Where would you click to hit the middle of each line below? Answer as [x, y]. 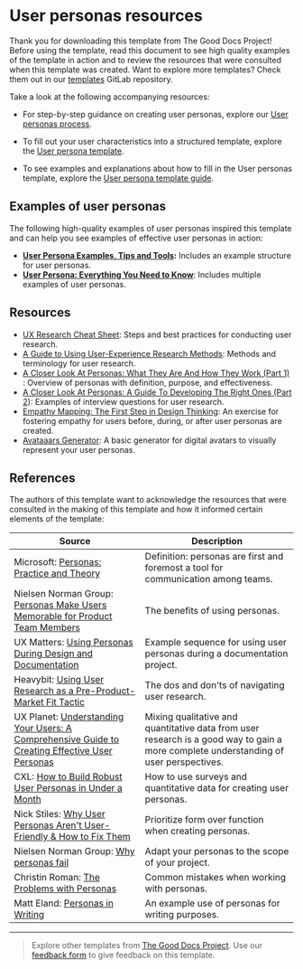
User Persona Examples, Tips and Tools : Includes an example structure [156, 255]
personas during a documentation [216, 654]
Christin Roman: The [57, 878]
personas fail [41, 862]
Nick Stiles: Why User [60, 814]
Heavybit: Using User [59, 680]
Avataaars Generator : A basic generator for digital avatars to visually [149, 440]
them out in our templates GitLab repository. [91, 79]
